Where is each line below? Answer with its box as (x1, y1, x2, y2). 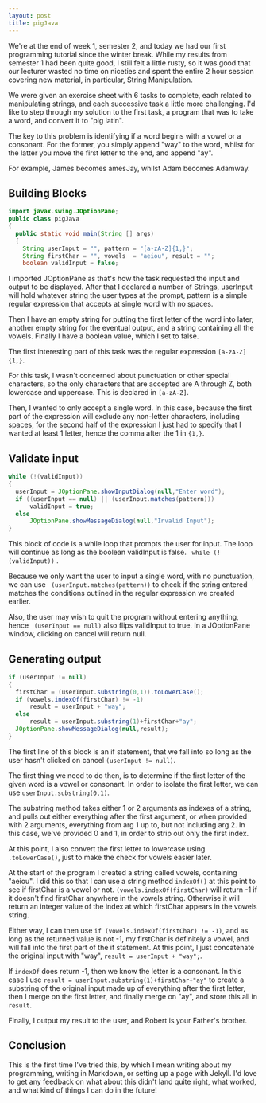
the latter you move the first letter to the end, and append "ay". (8, 148, 214, 158)
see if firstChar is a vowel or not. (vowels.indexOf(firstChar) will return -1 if (8, 885, 258, 894)
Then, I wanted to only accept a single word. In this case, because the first (8, 403, 253, 413)
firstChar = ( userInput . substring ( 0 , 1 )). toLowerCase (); (15, 688, 204, 696)
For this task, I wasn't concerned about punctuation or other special (8, 371, 230, 381)
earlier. (8, 596, 32, 606)
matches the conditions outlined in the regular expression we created (8, 589, 235, 598)
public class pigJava (8, 215, 80, 223)
